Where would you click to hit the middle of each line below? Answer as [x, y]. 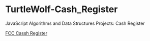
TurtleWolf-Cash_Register [62, 9]
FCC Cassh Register [26, 33]
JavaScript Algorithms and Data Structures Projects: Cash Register [75, 23]
